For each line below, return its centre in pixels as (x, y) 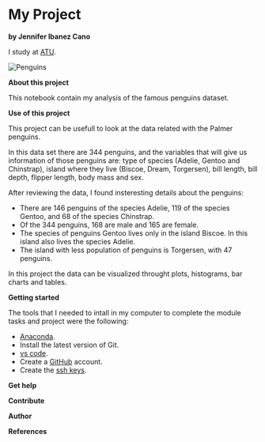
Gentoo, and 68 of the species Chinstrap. (87, 216)
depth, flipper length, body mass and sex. (76, 177)
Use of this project (39, 113)
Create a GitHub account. (61, 361)
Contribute (26, 400)
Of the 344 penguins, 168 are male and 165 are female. (109, 225)
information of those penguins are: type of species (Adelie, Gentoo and (124, 161)
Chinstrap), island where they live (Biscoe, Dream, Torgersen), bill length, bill (133, 168)
